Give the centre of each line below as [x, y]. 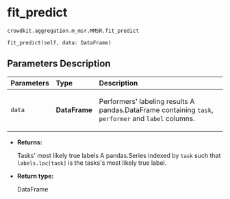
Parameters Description [59, 64]
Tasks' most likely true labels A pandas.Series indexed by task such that [119, 155]
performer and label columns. [147, 118]
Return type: [35, 176]
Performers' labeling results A [147, 101]
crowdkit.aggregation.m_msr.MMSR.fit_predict [73, 31]
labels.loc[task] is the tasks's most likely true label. [92, 163]
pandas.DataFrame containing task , [156, 109]
